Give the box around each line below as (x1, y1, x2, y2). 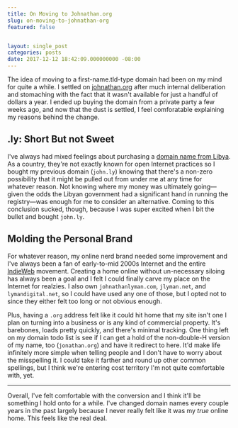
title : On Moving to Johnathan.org (7, 10, 113, 18)
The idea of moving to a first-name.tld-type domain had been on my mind (7, 75, 222, 84)
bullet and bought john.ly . (7, 212, 85, 220)
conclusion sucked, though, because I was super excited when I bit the (7, 205, 215, 213)
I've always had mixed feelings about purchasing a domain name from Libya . (7, 152, 231, 160)
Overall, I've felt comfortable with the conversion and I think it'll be (7, 391, 201, 400)
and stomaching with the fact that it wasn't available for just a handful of (7, 90, 218, 98)
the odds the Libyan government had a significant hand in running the (24, 189, 229, 198)
